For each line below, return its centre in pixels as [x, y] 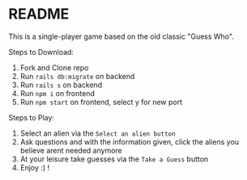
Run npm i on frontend [57, 93]
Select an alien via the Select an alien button [98, 133]
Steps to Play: [32, 117]
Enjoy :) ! [35, 167]
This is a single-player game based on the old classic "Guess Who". [121, 36]
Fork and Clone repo [54, 67]
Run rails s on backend [61, 85]
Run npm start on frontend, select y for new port [101, 102]
